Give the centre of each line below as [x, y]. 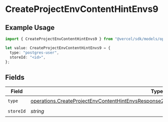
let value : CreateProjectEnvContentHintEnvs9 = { [58, 48]
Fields [15, 77]
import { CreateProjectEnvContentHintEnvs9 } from [59, 39]
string [37, 111]
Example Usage [30, 28]
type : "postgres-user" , [34, 53]
